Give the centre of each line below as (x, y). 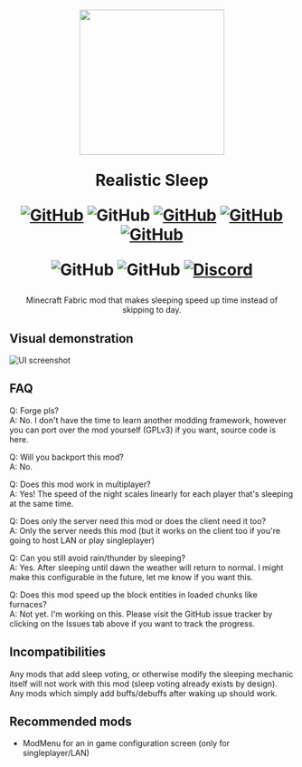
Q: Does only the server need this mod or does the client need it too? (138, 520)
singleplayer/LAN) (56, 753)
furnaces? (28, 604)
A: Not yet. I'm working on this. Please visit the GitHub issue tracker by (141, 614)
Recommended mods (71, 722)
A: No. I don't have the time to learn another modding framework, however (148, 420)
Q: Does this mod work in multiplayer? (80, 484)
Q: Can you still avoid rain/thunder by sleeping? (98, 558)
